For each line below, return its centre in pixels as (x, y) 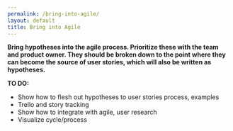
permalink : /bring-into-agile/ (53, 14)
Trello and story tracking (53, 105)
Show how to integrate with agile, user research (87, 112)
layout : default (31, 21)
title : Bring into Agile (44, 27)
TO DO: (18, 84)
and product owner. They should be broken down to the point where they (117, 55)
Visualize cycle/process (52, 120)
